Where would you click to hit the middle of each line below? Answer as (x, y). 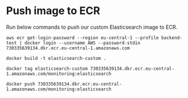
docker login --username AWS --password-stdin (83, 43)
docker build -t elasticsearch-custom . (56, 58)
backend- (172, 38)
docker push (21, 84)
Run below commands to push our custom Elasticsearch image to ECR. (92, 27)
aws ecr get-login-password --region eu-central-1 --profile (83, 38)
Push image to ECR (53, 11)
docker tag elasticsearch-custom (47, 69)
